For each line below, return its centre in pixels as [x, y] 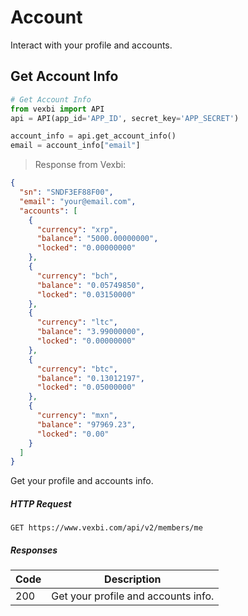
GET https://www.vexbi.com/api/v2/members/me [106, 528]
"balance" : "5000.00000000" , [97, 239]
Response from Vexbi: [80, 165]
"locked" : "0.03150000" [86, 294]
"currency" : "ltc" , [77, 322]
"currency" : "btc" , [77, 369]
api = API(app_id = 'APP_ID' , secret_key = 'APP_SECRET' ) [125, 118]
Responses [34, 550]
